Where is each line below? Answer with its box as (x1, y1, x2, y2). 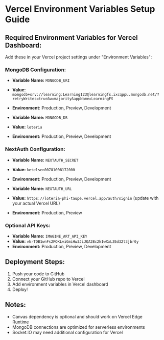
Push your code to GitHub (12, 271, 65, 277)
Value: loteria (12, 124, 43, 130)
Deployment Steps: (5, 258, 65, 266)
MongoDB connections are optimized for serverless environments (12, 324, 145, 330)
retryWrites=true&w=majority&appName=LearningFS (12, 97, 114, 102)
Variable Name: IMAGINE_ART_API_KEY (12, 233, 88, 239)
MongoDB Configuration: (5, 66, 66, 73)
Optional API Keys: (5, 222, 50, 229)
